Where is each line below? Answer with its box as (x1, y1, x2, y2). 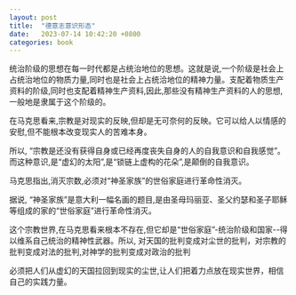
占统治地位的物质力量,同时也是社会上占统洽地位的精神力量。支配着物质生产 (9, 75, 284, 85)
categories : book (9, 37, 74, 47)
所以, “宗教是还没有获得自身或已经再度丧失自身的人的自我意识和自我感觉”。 (9, 146, 286, 156)
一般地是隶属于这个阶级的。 (9, 97, 111, 108)
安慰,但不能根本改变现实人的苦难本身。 (9, 126, 153, 138)
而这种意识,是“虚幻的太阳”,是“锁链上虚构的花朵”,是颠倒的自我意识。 (9, 156, 254, 167)
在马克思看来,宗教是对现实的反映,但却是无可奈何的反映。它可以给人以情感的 (9, 116, 287, 126)
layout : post (9, 12, 58, 22)
